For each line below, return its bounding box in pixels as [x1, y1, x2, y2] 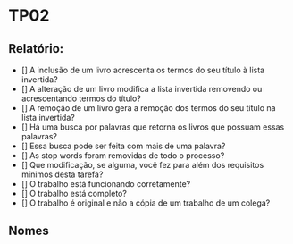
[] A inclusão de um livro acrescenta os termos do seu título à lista [21, 64, 265, 75]
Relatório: [8, 41, 64, 56]
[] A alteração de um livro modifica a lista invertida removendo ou [21, 84, 263, 94]
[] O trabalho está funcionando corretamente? [21, 179, 191, 189]
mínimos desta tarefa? [21, 169, 104, 180]
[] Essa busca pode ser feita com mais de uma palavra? [21, 140, 226, 151]
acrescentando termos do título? [21, 93, 142, 104]
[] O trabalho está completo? [21, 189, 127, 198]
